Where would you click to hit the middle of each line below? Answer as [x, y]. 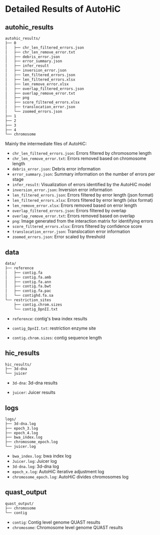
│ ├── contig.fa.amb [28, 277]
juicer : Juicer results [34, 393]
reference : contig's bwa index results [50, 318]
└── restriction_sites [28, 300]
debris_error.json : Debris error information [56, 169]
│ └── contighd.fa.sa [29, 296]
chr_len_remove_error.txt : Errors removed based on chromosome [79, 159]
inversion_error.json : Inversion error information [62, 190]
